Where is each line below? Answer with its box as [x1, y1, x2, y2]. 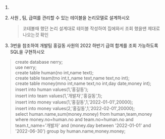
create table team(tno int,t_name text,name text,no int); [15, 75, 130, 81]
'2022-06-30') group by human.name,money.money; [15, 128, 126, 134]
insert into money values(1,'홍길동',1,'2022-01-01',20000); [15, 99, 133, 105]
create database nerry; [15, 59, 63, 65]
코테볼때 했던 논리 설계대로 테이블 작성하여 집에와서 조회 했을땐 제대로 [22, 25, 160, 31]
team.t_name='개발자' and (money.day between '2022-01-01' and [15, 122, 151, 128]
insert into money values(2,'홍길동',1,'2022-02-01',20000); [15, 106, 135, 111]
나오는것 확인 [22, 32, 49, 37]
